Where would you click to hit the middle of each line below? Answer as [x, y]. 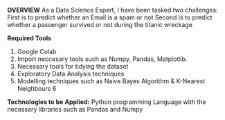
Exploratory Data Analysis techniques [71, 74]
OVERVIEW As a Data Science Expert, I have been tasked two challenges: [112, 10]
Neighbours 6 [37, 88]
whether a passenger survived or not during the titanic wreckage [100, 25]
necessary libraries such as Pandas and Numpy [75, 109]
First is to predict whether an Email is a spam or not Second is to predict [110, 17]
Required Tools [29, 38]
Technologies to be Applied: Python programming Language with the [107, 102]
